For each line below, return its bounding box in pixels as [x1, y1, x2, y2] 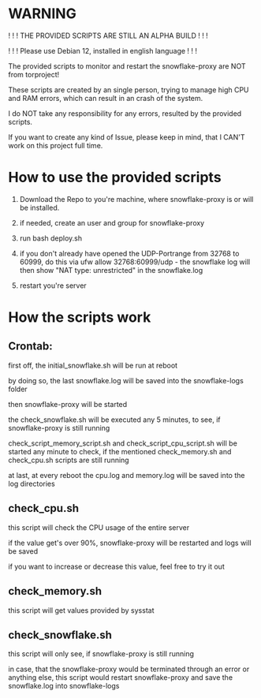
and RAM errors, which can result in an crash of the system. [8, 93, 203, 103]
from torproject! [8, 69, 60, 79]
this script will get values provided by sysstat [8, 605, 155, 615]
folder [8, 384, 28, 394]
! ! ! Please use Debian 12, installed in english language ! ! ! [8, 46, 198, 55]
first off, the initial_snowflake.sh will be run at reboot [8, 360, 178, 370]
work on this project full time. [8, 140, 103, 150]
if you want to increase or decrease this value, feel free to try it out [8, 562, 225, 571]
